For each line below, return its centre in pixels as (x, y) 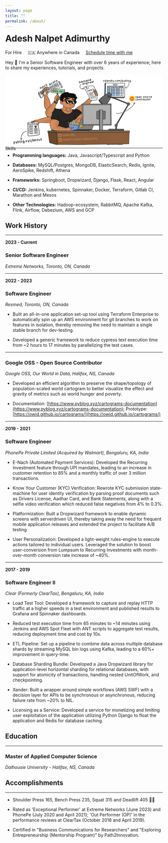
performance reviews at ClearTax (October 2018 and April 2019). (79, 820)
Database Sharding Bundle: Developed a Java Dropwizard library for (83, 664)
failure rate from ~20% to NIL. (43, 700)
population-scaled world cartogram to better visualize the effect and (83, 389)
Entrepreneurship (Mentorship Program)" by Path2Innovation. (76, 835)
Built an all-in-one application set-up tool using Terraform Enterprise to (85, 314)
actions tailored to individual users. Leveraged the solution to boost (82, 544)
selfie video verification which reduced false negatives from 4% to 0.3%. (88, 504)
